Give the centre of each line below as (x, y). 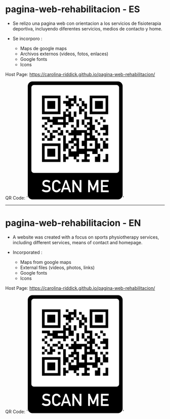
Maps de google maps (44, 48)
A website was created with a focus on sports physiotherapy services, (86, 237)
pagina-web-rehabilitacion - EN (73, 223)
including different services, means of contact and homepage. (77, 242)
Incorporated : (27, 252)
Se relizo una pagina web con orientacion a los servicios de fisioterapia (87, 23)
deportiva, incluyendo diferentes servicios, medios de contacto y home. (88, 28)
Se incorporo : (27, 39)
